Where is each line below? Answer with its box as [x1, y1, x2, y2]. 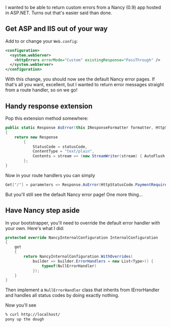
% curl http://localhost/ [5, 312, 60, 317]
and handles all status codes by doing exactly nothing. [5, 292, 120, 298]
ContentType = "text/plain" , [32, 149, 95, 154]
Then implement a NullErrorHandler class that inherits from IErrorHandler [5, 287, 160, 293]
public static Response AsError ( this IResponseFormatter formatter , [5, 125, 154, 130]
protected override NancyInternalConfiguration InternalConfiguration [5, 235, 158, 240]
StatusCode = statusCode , [32, 144, 88, 149]
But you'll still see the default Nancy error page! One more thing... [5, 191, 143, 197]
